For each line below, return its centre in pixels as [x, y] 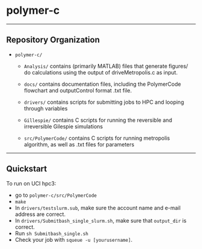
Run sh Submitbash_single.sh [51, 233]
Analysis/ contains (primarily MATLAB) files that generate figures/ [106, 66]
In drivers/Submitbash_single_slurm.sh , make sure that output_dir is [101, 220]
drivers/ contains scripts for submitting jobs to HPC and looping [104, 102]
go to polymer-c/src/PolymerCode [56, 195]
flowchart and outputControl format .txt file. [78, 90]
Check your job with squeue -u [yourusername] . [74, 239]
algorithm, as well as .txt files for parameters [79, 144]
